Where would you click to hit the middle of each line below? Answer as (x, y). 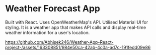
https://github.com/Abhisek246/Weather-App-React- (59, 42)
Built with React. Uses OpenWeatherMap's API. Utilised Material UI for (77, 22)
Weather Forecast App (53, 9)
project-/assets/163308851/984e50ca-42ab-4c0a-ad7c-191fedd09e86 (78, 47)
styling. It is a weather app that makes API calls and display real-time (76, 27)
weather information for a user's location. (47, 32)
